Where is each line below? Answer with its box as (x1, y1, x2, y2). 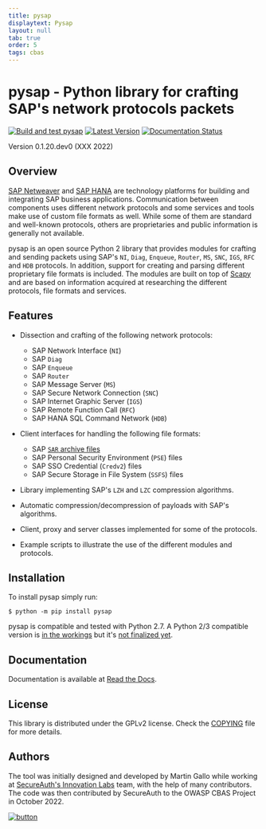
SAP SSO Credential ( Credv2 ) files (31, 461, 142, 471)
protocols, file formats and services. (8, 286, 127, 295)
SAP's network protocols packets (8, 100, 235, 118)
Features (8, 309, 53, 323)
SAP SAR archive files (31, 444, 101, 454)
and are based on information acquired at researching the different (8, 277, 227, 287)
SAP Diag (31, 354, 62, 363)
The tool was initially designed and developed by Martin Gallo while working (8, 771, 258, 780)
